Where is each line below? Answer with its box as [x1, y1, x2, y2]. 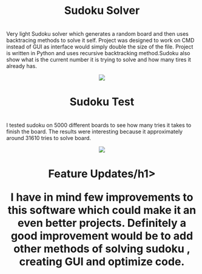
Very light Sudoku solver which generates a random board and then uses [6, 30, 189, 37]
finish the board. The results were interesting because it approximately [6, 128, 183, 135]
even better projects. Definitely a [17, 216, 187, 230]
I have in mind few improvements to [10, 190, 194, 204]
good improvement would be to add [10, 229, 194, 243]
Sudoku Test [69, 95, 135, 109]
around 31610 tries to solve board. [6, 134, 92, 141]
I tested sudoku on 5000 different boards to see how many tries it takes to [6, 121, 192, 129]
